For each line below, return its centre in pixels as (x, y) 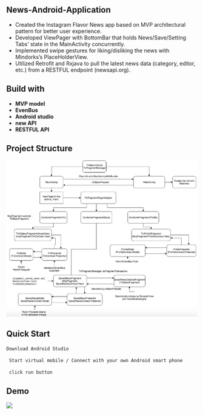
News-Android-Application (58, 10)
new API (26, 123)
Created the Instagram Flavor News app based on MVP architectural (100, 24)
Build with (25, 89)
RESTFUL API (32, 129)
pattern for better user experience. (58, 31)
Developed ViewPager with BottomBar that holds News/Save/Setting (101, 37)
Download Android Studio (38, 349)
